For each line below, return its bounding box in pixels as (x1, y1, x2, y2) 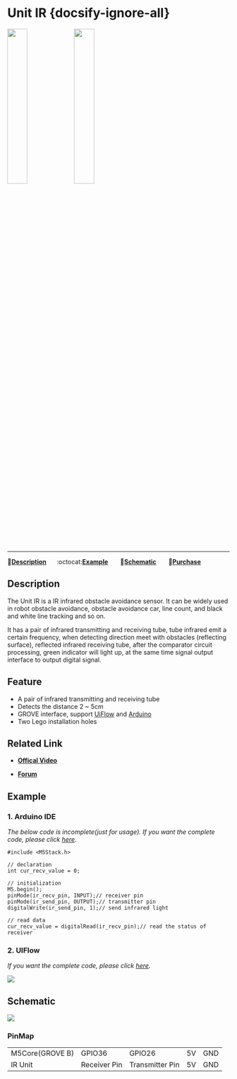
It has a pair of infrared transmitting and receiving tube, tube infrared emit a (7, 625, 227, 633)
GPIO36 (80, 1049, 108, 1059)
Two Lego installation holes (17, 717, 97, 725)
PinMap (7, 1031, 35, 1041)
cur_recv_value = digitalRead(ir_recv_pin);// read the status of (7, 923, 207, 930)
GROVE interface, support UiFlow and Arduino (17, 710, 152, 718)
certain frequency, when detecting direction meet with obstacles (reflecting (7, 633, 227, 641)
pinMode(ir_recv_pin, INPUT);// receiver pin (7, 892, 143, 900)
